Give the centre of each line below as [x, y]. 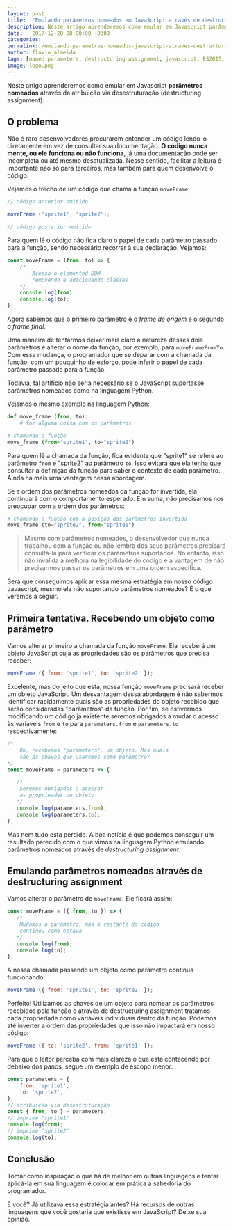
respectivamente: [32, 731]
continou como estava [51, 931]
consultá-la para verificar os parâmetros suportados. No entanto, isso [124, 553]
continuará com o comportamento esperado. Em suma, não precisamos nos [115, 498]
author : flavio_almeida [42, 53]
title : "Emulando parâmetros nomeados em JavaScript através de [103, 20]
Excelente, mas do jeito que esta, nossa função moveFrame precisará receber [115, 687]
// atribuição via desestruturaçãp [59, 1105]
